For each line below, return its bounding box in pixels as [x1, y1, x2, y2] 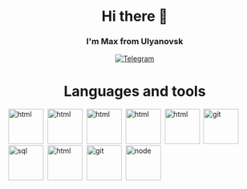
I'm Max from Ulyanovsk [86, 36, 184, 47]
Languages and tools [63, 82, 206, 100]
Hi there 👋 [101, 7, 168, 26]
